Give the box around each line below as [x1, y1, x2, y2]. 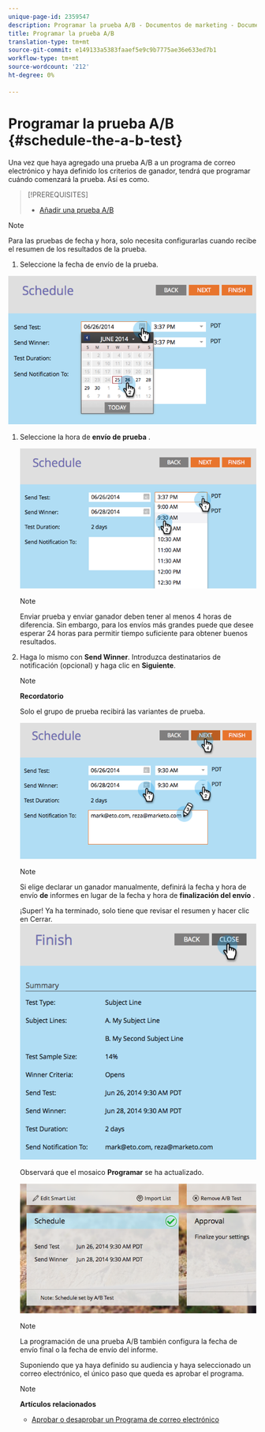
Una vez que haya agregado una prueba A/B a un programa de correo [8, 157, 236, 167]
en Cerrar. [19, 914, 53, 923]
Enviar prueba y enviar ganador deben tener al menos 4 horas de [19, 612, 232, 621]
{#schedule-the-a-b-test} [8, 131, 183, 150]
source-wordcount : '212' [8, 63, 90, 71]
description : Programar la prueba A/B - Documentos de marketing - [8, 21, 235, 29]
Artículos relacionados [19, 1399, 96, 1408]
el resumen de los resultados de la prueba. [8, 244, 147, 253]
